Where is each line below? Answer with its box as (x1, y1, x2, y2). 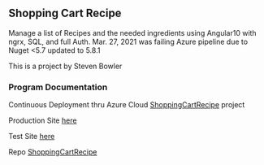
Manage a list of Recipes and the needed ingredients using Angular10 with (8, 28, 258, 37)
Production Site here (8, 115, 77, 125)
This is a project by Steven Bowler (8, 61, 123, 71)
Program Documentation (8, 81, 108, 93)
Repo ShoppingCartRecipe (8, 147, 97, 157)
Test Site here (8, 132, 55, 141)
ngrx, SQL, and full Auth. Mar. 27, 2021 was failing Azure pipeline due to (8, 37, 249, 46)
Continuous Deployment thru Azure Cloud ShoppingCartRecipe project (8, 100, 245, 110)
